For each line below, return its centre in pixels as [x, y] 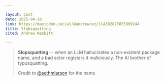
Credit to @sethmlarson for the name [56, 73]
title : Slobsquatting [28, 29]
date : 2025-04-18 [24, 19]
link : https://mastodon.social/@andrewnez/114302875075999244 [72, 24]
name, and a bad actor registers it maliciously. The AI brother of [84, 58]
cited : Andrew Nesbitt [29, 34]
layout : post [19, 14]
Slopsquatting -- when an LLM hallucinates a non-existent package [89, 52]
